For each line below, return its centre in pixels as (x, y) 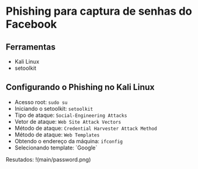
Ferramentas (31, 47)
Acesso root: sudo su (41, 102)
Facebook (31, 24)
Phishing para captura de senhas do (99, 11)
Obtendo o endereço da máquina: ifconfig (69, 141)
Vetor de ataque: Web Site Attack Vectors (68, 121)
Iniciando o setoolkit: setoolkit (54, 108)
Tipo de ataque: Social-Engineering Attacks (71, 115)
